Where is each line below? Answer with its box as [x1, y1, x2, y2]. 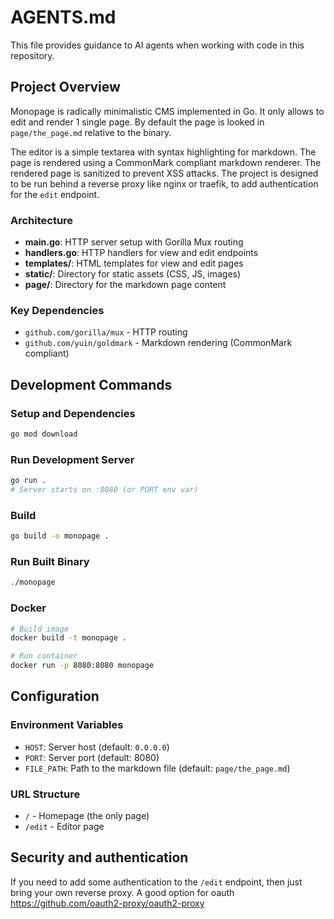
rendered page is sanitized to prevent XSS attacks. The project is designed [10, 167, 319, 179]
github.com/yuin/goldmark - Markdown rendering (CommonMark [24, 337, 293, 349]
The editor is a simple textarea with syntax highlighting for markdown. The [10, 146, 317, 158]
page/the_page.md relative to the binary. [10, 126, 172, 138]
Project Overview [10, 79, 121, 96]
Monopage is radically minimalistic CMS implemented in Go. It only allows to [10, 105, 325, 117]
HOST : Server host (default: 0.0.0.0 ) [24, 741, 170, 753]
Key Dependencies [10, 303, 105, 317]
